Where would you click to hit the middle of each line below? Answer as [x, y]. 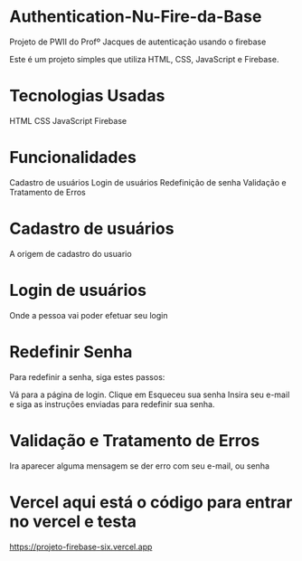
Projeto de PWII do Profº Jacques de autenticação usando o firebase [138, 42]
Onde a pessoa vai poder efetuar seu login [89, 315]
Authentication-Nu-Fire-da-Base [136, 17]
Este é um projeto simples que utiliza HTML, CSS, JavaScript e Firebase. [144, 59]
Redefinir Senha [71, 352]
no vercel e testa [73, 521]
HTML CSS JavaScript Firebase [68, 120]
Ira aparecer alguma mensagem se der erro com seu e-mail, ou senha [139, 466]
